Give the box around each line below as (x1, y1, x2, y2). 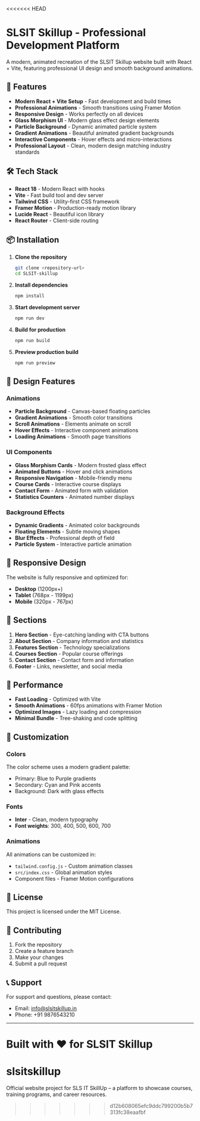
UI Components (6, 448, 52, 457)
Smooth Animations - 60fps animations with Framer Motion (14, 702, 162, 709)
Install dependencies (14, 281, 68, 288)
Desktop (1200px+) (14, 585, 63, 592)
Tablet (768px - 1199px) (14, 591, 74, 598)
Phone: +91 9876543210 (14, 1011, 76, 1018)
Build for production (14, 326, 66, 333)
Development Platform (6, 39, 120, 52)
